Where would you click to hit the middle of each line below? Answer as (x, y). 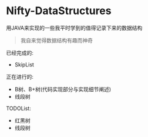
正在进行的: (20, 76)
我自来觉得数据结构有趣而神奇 (56, 40)
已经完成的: (20, 53)
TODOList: (18, 108)
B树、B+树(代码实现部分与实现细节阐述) (63, 89)
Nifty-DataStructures (59, 11)
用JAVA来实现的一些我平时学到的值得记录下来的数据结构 (74, 28)
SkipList (24, 64)
